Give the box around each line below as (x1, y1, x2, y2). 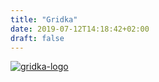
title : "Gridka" (10, 14, 78, 25)
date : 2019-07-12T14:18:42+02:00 (10, 24, 150, 34)
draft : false (10, 33, 65, 43)
